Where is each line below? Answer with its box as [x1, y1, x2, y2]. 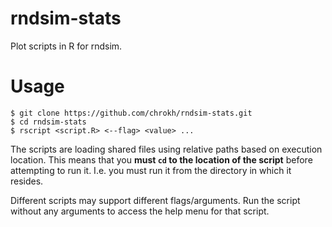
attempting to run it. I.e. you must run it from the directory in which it [10, 164, 292, 176]
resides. [10, 175, 44, 187]
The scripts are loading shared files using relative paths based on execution [10, 143, 323, 155]
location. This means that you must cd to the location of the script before [10, 153, 313, 166]
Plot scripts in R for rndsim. [10, 40, 123, 52]
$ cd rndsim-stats [10, 117, 87, 127]
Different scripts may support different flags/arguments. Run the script [10, 194, 301, 206]
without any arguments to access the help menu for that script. [10, 205, 270, 217]
